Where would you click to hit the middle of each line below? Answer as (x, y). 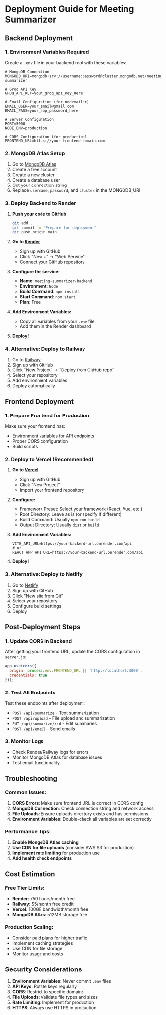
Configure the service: (36, 272)
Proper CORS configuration (40, 441)
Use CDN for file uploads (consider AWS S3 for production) (73, 848)
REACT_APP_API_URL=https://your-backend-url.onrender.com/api (78, 553)
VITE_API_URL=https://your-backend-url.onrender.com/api (72, 544)
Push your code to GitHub (39, 214)
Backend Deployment (39, 38)
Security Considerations (44, 969)
